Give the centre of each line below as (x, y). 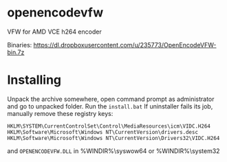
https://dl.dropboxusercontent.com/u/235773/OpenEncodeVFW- (125, 45)
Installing (34, 80)
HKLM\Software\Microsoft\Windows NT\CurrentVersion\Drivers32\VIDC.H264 (113, 138)
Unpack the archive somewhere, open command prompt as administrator (111, 99)
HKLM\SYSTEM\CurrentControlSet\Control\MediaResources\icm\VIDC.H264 (109, 126)
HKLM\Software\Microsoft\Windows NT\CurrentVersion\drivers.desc (102, 132)
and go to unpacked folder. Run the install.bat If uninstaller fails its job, (110, 106)
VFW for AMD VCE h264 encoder (54, 32)
